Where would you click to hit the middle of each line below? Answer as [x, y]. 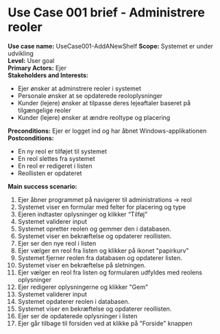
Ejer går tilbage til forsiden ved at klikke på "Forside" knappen [105, 323]
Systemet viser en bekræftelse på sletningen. [82, 265]
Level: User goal [31, 60]
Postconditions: [31, 138]
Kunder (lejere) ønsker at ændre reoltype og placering [94, 117]
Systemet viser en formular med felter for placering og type [102, 207]
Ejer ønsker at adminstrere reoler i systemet [79, 88]
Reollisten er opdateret [50, 173]
